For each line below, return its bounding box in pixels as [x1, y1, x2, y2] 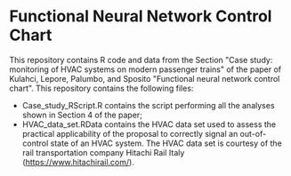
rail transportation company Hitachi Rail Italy [21, 147, 185, 157]
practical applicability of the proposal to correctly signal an [21, 128, 238, 139]
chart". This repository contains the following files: [9, 83, 194, 93]
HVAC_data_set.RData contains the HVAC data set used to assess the [21, 118, 277, 130]
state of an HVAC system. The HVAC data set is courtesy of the [50, 138, 282, 148]
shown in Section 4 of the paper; [21, 109, 142, 120]
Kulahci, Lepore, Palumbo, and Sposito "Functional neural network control [9, 73, 280, 84]
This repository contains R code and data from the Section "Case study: [9, 54, 273, 65]
